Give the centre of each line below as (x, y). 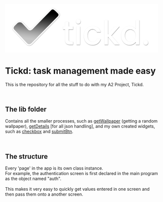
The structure (26, 156)
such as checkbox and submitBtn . (39, 131)
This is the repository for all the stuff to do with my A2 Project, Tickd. (74, 84)
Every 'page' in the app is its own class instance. (54, 168)
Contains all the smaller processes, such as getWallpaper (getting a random (81, 121)
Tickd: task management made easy (81, 71)
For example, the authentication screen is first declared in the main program (81, 174)
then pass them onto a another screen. (44, 194)
